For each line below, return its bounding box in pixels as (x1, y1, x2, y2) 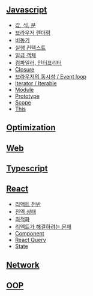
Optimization (6, 122, 56, 133)
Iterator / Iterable (14, 79, 57, 86)
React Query (14, 236, 46, 243)
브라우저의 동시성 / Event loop (14, 73, 87, 80)
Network (6, 260, 40, 270)
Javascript (6, 5, 47, 15)
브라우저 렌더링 (14, 29, 51, 36)
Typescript (6, 163, 48, 174)
